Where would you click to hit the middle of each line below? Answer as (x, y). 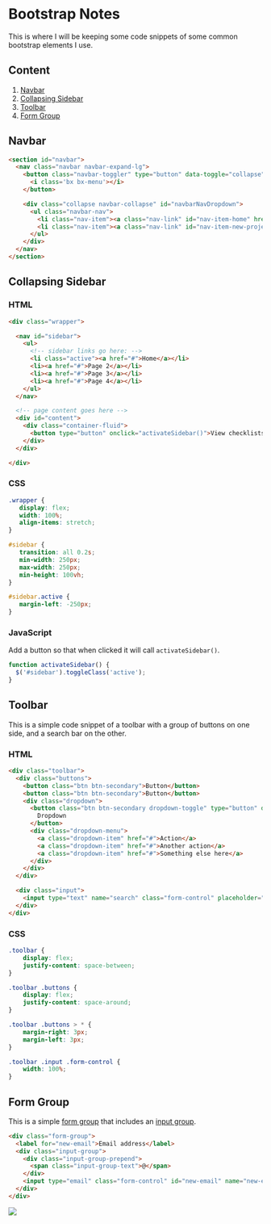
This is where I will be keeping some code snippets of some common (123, 36)
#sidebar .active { (39, 597)
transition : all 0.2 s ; (57, 553)
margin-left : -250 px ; (55, 605)
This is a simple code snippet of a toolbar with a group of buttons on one (129, 724)
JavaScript (30, 632)
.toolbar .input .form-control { (65, 1062)
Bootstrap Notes (65, 14)
